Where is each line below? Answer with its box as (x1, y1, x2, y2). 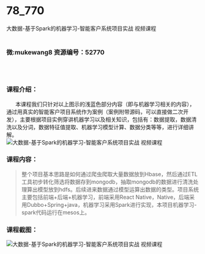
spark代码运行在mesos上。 (21, 209, 91, 216)
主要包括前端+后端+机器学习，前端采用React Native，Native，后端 (21, 193, 190, 201)
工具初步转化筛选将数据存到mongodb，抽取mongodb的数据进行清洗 (21, 178, 193, 185)
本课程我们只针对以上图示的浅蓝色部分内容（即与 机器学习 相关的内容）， (15, 100, 195, 108)
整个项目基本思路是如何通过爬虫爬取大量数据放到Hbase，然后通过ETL (21, 170, 198, 177)
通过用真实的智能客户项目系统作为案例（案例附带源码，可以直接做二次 (6, 108, 184, 115)
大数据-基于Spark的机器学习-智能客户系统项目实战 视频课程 (6, 24, 157, 32)
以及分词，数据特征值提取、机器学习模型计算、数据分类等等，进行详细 (11, 123, 188, 130)
